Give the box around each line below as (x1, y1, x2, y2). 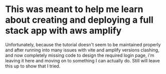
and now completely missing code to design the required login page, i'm (5, 52, 154, 58)
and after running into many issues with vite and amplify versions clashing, (5, 47, 159, 53)
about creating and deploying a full (5, 14, 154, 26)
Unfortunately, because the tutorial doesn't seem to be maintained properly (5, 41, 161, 47)
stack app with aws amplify (5, 25, 122, 36)
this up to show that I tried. (5, 63, 61, 69)
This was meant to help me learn (5, 4, 143, 15)
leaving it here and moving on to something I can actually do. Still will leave (5, 57, 160, 63)
